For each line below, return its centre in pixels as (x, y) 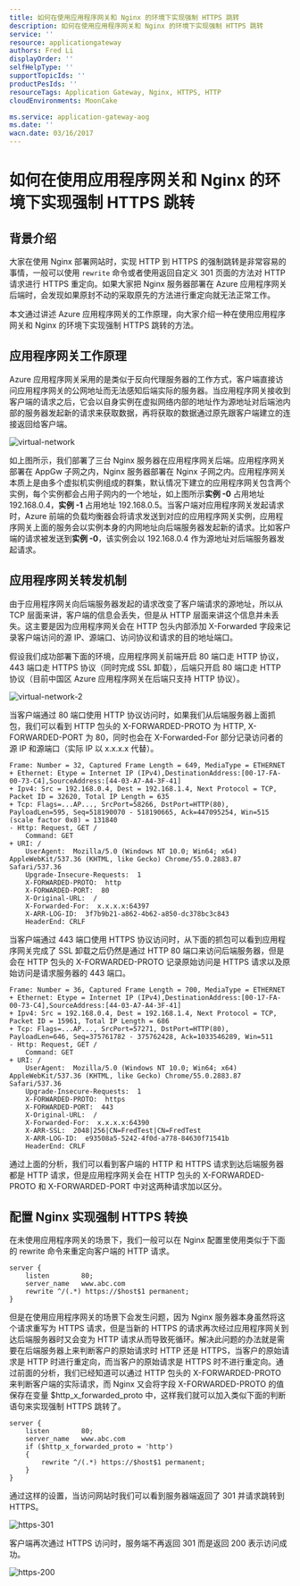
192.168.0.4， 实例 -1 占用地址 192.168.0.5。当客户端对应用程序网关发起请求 (147, 505)
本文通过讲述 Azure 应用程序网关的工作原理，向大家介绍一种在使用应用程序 (147, 314)
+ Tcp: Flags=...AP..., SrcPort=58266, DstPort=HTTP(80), (119, 804)
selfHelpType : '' (42, 68)
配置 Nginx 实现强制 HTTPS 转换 (99, 1217)
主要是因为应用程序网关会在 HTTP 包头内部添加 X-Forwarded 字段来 (158, 625)
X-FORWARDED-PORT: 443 (70, 1107)
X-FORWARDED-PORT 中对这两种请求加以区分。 (137, 1186)
